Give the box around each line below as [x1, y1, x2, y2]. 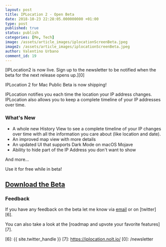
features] [141, 221, 160, 227]
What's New [5, 115, 36, 122]
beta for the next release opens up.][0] [5, 72, 85, 78]
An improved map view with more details [12, 136, 96, 142]
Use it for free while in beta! [5, 166, 62, 172]
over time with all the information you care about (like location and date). [12, 131, 161, 137]
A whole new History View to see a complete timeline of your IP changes [12, 125, 162, 131]
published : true [5, 26, 39, 31]
